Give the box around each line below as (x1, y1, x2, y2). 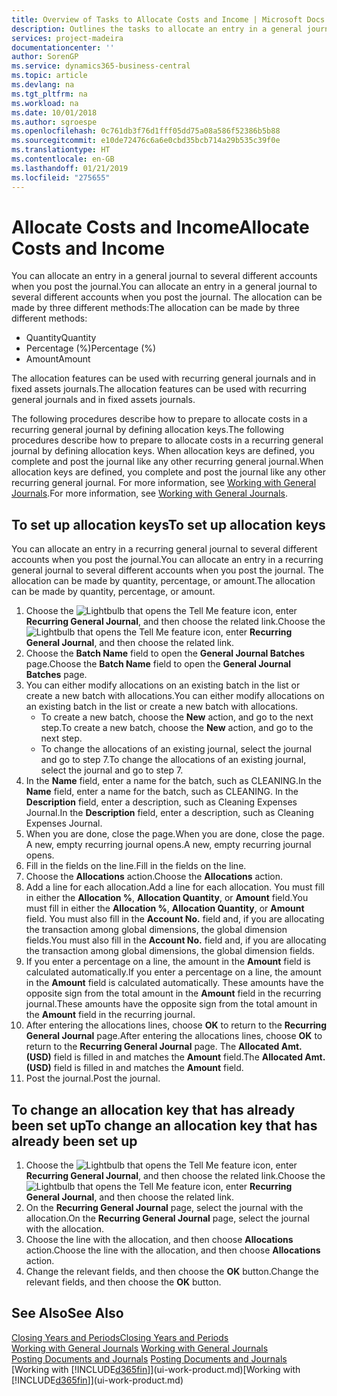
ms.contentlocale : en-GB (11, 154, 115, 164)
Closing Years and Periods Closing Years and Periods (11, 1331, 229, 1343)
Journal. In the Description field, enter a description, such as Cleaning (25, 807, 314, 819)
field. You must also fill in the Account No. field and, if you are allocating (25, 913, 325, 925)
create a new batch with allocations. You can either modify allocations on (25, 690, 325, 702)
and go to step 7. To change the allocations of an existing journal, (40, 754, 307, 766)
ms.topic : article (11, 71, 88, 81)
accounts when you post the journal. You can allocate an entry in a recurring (11, 554, 324, 566)
